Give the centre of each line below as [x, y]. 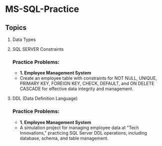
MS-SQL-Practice [42, 9]
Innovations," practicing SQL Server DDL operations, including [83, 133]
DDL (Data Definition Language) [45, 99]
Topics [16, 28]
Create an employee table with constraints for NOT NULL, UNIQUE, [88, 78]
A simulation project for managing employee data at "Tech [79, 128]
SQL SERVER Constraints [38, 49]
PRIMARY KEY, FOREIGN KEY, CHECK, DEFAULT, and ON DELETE [87, 84]
